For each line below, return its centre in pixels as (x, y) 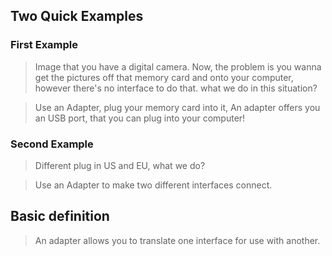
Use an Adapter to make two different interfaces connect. (153, 185)
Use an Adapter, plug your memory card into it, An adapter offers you (177, 107)
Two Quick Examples (77, 16)
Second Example (52, 144)
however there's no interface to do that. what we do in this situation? (176, 88)
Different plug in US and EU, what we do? (120, 165)
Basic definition (60, 216)
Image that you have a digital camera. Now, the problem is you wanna (178, 66)
